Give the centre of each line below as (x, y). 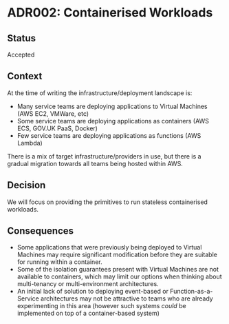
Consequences (41, 231)
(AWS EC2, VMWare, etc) (53, 113)
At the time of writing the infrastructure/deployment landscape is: (100, 93)
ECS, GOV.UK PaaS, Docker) (57, 128)
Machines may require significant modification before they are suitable (117, 255)
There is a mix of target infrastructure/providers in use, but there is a (104, 156)
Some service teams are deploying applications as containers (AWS (113, 121)
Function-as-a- (191, 292)
